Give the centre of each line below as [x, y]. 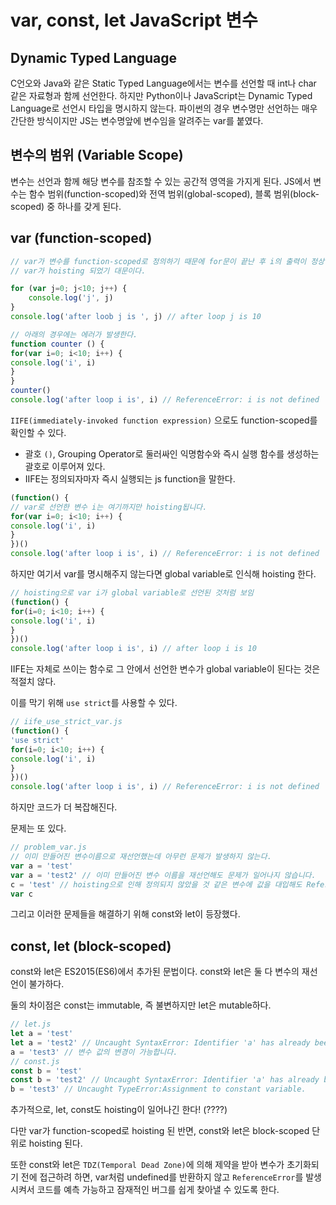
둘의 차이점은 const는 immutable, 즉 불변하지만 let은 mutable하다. [141, 1005]
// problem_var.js [48, 847]
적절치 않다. [33, 682]
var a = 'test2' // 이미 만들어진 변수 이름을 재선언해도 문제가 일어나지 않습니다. [163, 875]
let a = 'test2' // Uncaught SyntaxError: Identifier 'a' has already [160, 1042]
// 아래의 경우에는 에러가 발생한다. [74, 334]
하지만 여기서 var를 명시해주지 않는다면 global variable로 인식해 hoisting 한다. [163, 574]
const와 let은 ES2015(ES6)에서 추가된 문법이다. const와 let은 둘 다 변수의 [155, 972]
